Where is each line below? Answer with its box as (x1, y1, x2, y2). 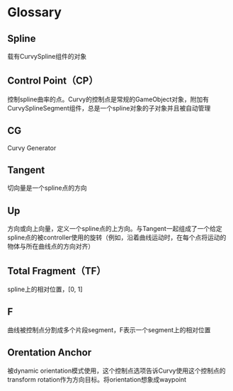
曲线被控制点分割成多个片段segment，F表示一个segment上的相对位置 (7, 325, 211, 334)
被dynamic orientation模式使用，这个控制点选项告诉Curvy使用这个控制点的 (7, 366, 226, 375)
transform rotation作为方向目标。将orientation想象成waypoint (7, 375, 186, 383)
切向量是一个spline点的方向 (7, 183, 87, 192)
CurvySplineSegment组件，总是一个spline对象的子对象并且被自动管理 (7, 103, 211, 112)
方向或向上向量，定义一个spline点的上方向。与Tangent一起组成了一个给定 (7, 225, 222, 233)
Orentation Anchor (7, 346, 92, 358)
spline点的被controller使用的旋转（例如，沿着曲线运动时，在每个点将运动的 (7, 233, 227, 242)
